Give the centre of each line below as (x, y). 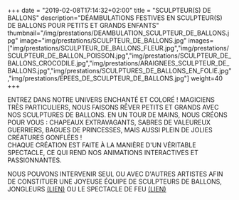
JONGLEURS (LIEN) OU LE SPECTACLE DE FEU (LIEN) (87, 189)
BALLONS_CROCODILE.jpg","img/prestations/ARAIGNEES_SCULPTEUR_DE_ (118, 63)
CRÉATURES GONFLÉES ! (45, 137)
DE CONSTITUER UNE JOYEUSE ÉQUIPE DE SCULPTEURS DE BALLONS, (115, 181)
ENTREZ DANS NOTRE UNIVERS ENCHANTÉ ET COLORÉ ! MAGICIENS (111, 100)
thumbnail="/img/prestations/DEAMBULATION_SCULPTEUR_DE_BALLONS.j (118, 33)
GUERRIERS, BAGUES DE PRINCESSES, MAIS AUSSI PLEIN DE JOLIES (110, 130)
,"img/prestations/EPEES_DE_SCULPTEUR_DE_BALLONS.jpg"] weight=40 (115, 78)
